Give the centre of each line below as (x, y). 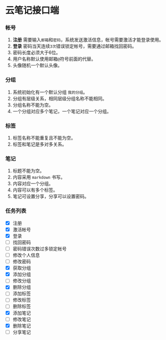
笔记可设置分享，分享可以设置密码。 (51, 196)
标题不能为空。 (28, 171)
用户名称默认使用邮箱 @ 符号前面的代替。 (54, 59)
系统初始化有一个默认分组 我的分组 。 (50, 92)
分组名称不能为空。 (33, 105)
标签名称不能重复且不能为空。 (44, 138)
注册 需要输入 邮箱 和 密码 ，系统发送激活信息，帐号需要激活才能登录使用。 (88, 40)
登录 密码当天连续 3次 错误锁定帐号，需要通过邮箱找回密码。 (75, 46)
